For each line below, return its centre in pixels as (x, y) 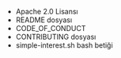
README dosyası (44, 20)
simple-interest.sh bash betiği (64, 45)
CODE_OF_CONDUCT (51, 28)
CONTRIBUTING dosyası (56, 37)
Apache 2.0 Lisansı (47, 12)
